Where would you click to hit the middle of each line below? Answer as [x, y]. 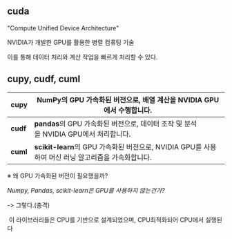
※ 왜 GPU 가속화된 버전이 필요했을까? [58, 175]
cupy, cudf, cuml [44, 79]
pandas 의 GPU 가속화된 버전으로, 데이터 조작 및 [108, 124]
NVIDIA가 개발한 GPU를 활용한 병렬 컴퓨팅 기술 [71, 42]
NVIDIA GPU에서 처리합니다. [87, 134]
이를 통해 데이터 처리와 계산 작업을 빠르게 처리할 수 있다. [83, 57]
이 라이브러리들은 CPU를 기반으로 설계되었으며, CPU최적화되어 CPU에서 [106, 220]
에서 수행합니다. [128, 110]
